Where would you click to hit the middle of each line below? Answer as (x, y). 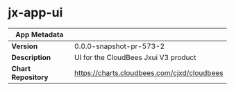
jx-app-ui (35, 13)
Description (31, 57)
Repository (30, 77)
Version (25, 46)
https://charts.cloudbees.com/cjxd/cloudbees (149, 72)
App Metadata (40, 34)
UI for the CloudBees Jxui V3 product (135, 57)
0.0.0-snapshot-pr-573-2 (120, 46)
